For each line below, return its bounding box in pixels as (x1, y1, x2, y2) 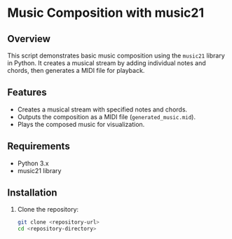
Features (7, 86, 47, 99)
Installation (7, 187, 57, 199)
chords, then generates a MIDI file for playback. (7, 67, 145, 74)
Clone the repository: (17, 205, 79, 214)
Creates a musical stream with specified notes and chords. (17, 105, 188, 114)
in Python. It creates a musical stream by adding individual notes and (7, 59, 207, 67)
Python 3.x (17, 159, 49, 168)
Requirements (7, 140, 70, 152)
